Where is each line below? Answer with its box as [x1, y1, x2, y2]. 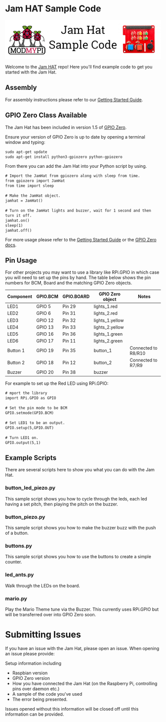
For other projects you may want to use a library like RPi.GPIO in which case [5, 269, 160, 276]
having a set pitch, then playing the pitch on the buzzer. [5, 501, 119, 507]
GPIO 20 [36, 369, 54, 375]
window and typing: [5, 139, 45, 145]
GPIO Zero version [12, 675, 50, 681]
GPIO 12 [36, 317, 54, 323]
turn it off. [5, 213, 32, 218]
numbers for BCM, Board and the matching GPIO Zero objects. [5, 280, 132, 286]
